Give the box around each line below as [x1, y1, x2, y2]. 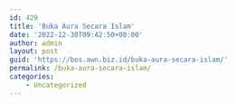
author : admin [9, 38, 63, 48]
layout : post [9, 47, 59, 56]
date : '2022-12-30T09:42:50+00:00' [9, 30, 144, 39]
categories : [9, 72, 54, 81]
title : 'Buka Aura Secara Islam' [9, 22, 136, 31]
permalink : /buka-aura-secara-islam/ [9, 64, 152, 73]
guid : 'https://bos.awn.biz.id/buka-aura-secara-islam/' [9, 55, 229, 64]
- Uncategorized [25, 80, 88, 90]
